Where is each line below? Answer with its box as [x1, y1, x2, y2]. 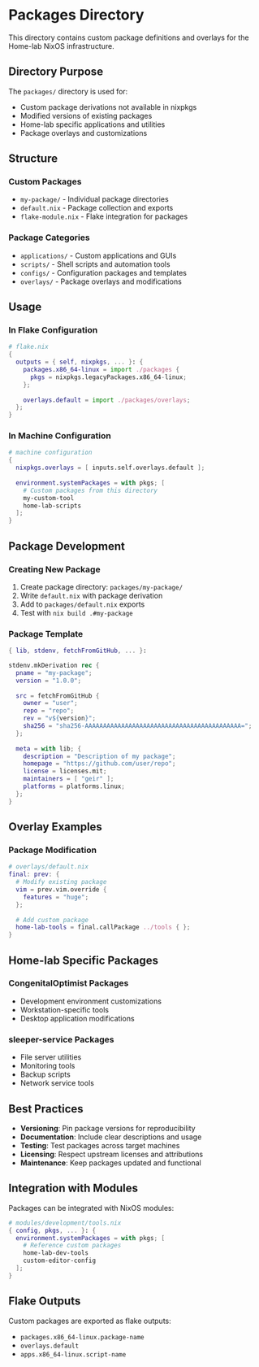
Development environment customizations [19, 996, 162, 1006]
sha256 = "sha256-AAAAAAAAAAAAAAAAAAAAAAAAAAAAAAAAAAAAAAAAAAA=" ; [23, 722, 253, 730]
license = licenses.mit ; [23, 767, 107, 776]
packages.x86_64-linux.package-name [19, 1333, 145, 1341]
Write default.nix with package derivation [19, 590, 163, 600]
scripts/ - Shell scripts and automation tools [19, 259, 171, 269]
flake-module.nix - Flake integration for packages [19, 211, 188, 221]
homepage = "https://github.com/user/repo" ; [23, 760, 176, 768]
